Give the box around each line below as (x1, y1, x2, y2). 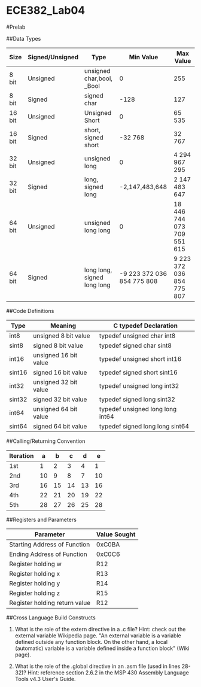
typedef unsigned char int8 (99, 332, 176, 340)
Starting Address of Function (9, 540, 90, 548)
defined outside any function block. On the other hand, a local (14, 638, 168, 645)
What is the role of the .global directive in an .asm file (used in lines (14, 662, 181, 670)
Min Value (129, 53, 159, 61)
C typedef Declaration (113, 321, 178, 330)
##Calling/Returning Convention (6, 437, 86, 445)
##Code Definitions (6, 307, 54, 314)
